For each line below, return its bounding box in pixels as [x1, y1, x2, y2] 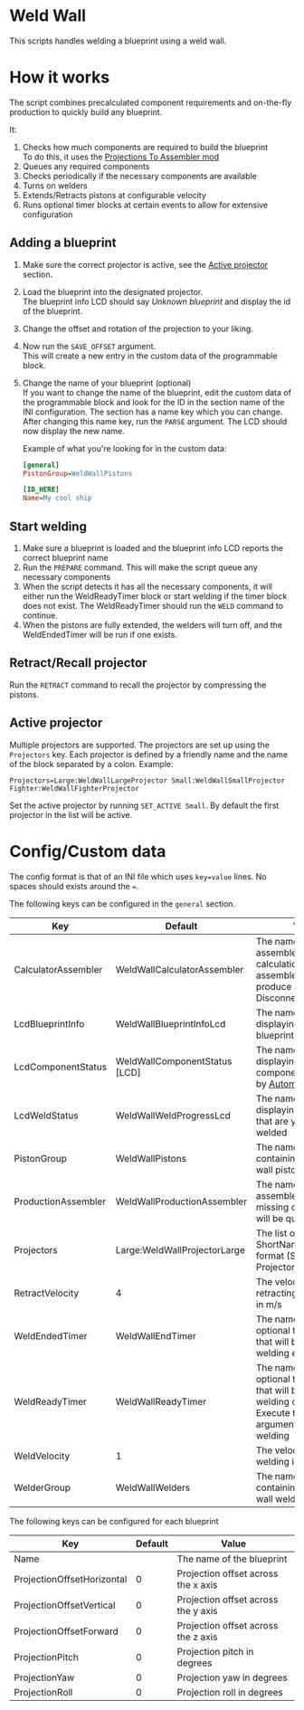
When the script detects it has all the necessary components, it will [22, 581, 273, 592]
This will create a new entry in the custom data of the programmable [22, 350, 278, 361]
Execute [255, 1406, 291, 1419]
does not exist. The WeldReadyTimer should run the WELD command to [22, 601, 283, 611]
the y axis [176, 1604, 219, 1617]
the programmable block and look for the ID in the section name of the [22, 396, 285, 407]
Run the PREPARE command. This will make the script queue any [22, 562, 258, 573]
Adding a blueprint [9, 235, 117, 251]
